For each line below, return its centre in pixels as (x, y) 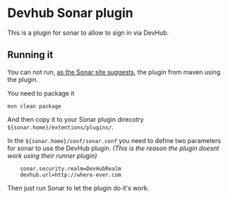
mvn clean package (34, 106)
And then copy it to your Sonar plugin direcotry (76, 119)
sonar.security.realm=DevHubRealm (71, 169)
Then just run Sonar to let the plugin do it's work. (78, 188)
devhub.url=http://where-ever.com (71, 175)
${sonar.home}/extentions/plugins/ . (61, 127)
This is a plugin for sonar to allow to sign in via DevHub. (88, 33)
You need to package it (41, 93)
